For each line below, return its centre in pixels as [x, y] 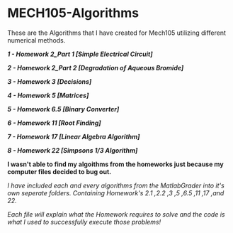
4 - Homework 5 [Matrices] [48, 95]
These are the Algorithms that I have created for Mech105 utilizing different [117, 33]
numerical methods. [36, 40]
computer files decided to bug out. [59, 171]
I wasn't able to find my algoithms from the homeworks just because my [116, 164]
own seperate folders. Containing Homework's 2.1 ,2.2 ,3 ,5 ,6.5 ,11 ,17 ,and [116, 193]
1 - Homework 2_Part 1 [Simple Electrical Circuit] [80, 54]
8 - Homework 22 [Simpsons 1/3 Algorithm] [73, 150]
